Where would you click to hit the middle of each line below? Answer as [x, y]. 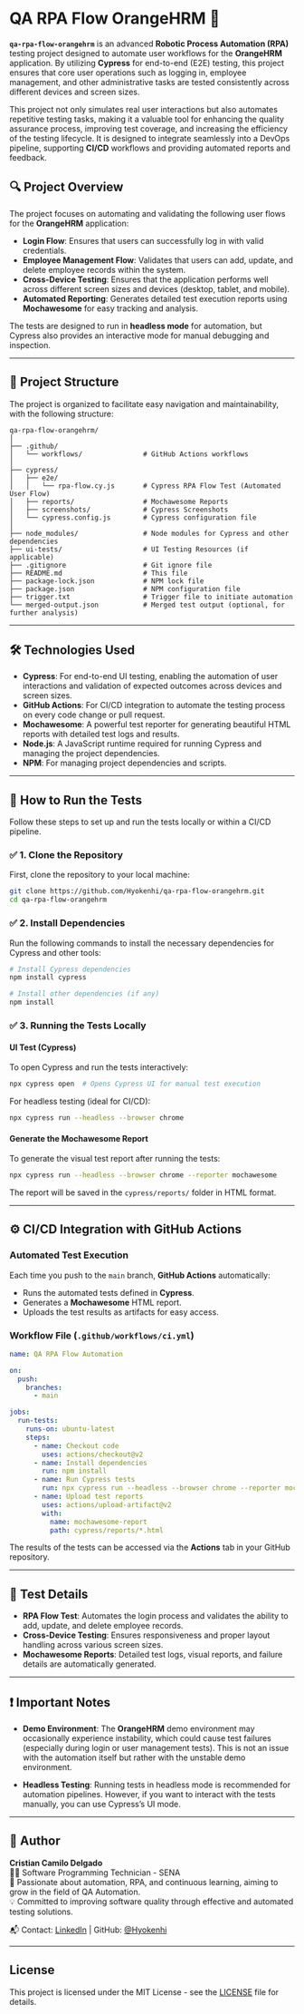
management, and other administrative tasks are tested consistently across [149, 82]
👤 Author [35, 1841]
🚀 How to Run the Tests [76, 800]
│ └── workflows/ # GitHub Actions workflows [129, 454]
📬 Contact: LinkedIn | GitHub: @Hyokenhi [88, 1930]
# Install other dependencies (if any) [85, 994]
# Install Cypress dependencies [70, 969]
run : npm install [74, 1471]
